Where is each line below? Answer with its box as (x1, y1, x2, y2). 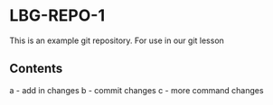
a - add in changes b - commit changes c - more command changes (9, 84, 264, 95)
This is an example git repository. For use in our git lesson (9, 35, 224, 46)
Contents (9, 61, 63, 76)
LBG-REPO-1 (9, 5, 106, 26)
